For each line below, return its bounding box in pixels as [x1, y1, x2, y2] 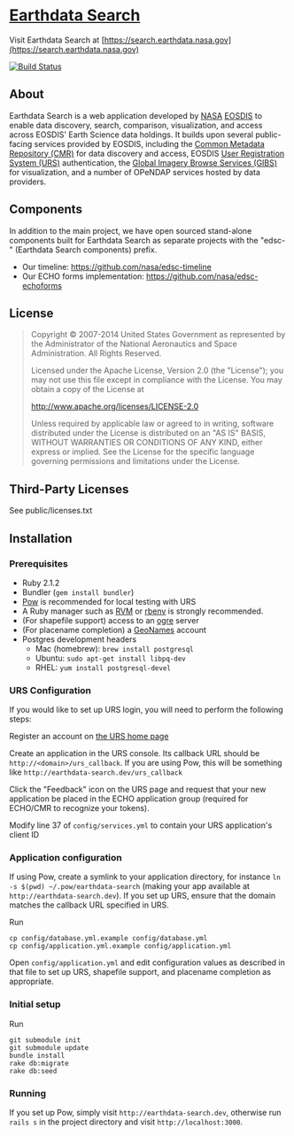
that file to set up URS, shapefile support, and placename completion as [9, 967, 272, 978]
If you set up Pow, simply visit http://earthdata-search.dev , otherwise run [9, 1108, 282, 1118]
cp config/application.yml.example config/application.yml [9, 942, 232, 951]
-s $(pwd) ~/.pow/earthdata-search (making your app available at [9, 881, 251, 892]
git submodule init [9, 1035, 81, 1045]
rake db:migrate [9, 1059, 69, 1068]
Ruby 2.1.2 [21, 577, 60, 588]
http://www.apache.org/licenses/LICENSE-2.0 [30, 401, 199, 412]
